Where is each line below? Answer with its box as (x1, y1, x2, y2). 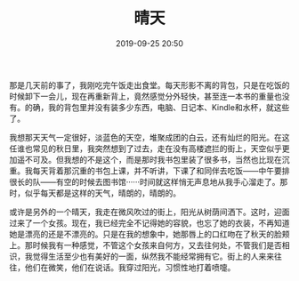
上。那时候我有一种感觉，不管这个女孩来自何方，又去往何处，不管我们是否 (9, 239, 282, 250)
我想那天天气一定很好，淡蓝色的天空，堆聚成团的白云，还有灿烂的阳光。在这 (9, 132, 290, 142)
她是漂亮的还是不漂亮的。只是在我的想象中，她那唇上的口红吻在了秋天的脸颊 (9, 229, 290, 239)
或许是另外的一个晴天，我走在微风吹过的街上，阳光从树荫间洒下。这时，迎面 (9, 206, 290, 217)
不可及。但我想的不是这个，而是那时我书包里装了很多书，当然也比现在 (24, 154, 282, 165)
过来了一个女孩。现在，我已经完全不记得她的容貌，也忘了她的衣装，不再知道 (9, 217, 290, 228)
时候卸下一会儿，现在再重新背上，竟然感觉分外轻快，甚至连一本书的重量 (9, 91, 274, 101)
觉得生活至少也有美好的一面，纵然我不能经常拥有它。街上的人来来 (32, 251, 274, 261)
